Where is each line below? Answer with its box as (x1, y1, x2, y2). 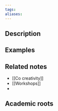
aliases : (5, 12, 23, 16)
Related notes (5, 63, 47, 71)
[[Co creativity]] (12, 76, 44, 81)
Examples (5, 46, 35, 54)
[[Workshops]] (12, 80, 41, 86)
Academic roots (5, 100, 54, 108)
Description (5, 30, 41, 38)
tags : (5, 7, 16, 12)
